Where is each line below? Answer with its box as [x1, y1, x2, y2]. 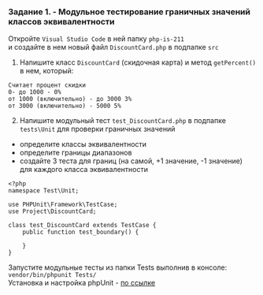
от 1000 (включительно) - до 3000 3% [8, 95, 132, 103]
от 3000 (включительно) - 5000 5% [8, 102, 122, 110]
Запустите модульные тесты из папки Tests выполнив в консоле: [8, 263, 228, 272]
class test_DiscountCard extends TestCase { [8, 222, 157, 230]
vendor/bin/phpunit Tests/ [8, 271, 97, 279]
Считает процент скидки [8, 81, 87, 89]
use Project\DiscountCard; [8, 207, 97, 215]
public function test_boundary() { [22, 228, 139, 237]
